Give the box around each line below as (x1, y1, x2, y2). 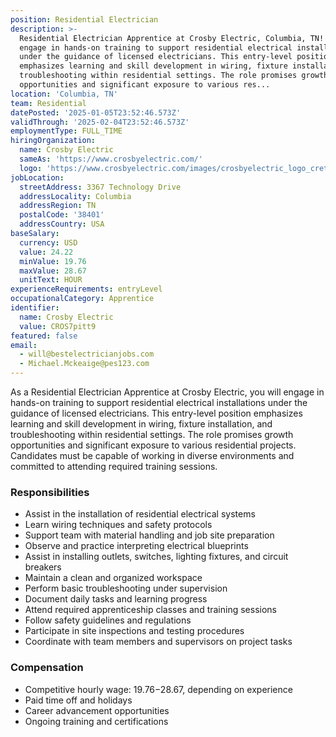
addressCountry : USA (19, 219, 105, 230)
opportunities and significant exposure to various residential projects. (10, 439, 297, 451)
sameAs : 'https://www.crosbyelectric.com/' (19, 154, 203, 164)
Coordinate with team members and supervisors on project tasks (24, 636, 293, 648)
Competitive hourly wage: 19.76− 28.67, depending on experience (24, 683, 293, 695)
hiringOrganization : (10, 136, 97, 146)
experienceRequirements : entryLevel (10, 284, 163, 295)
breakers (24, 561, 62, 573)
